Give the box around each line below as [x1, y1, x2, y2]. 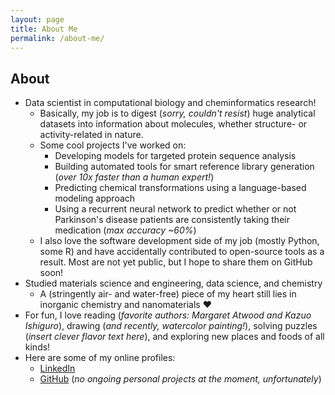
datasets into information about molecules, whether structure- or [39, 118, 308, 130]
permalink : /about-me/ [10, 33, 105, 43]
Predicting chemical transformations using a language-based [54, 182, 307, 194]
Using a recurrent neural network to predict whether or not [54, 203, 297, 215]
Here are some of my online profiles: [24, 352, 176, 364]
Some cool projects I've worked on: [39, 139, 187, 151]
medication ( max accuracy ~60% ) [54, 224, 197, 236]
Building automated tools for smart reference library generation [54, 161, 315, 173]
